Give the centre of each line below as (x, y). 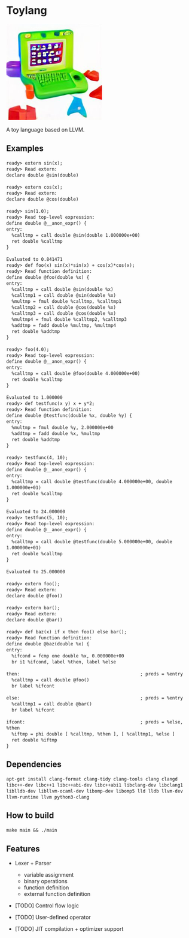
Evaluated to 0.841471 (34, 259)
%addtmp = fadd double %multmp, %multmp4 (64, 325)
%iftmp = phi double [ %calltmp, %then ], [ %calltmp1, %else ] (93, 734)
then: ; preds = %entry (95, 674)
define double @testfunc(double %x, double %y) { (69, 415)
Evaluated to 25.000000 (36, 571)
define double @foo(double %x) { (48, 277)
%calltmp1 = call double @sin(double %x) (64, 295)
